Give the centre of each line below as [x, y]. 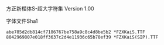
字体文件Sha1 [22, 21]
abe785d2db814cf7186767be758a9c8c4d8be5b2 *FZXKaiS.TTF [76, 32]
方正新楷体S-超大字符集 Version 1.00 [50, 8]
